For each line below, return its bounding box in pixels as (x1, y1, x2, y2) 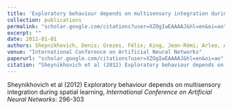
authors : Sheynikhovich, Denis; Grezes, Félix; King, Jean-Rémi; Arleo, (7, 42, 221, 49)
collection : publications (7, 17, 81, 23)
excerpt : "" (7, 29, 41, 37)
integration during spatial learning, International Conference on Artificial (7, 88, 213, 96)
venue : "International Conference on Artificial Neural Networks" (7, 49, 202, 56)
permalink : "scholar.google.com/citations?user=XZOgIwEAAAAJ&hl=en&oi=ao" (7, 23, 227, 30)
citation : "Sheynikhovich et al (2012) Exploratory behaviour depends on (7, 61, 224, 68)
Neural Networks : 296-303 (7, 95, 84, 103)
